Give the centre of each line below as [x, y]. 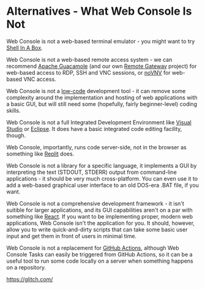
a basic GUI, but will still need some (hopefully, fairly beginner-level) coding [102, 104]
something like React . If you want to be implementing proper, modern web [100, 216]
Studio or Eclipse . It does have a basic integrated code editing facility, [94, 129]
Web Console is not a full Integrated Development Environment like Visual [99, 122]
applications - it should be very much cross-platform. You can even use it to [102, 178]
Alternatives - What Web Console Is [99, 11]
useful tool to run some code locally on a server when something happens [100, 261]
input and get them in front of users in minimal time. [71, 236]
